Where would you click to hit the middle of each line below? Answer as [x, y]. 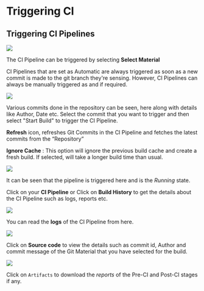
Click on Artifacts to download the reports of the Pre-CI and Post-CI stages [102, 275]
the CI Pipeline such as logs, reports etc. [57, 198]
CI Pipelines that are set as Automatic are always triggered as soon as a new [102, 72]
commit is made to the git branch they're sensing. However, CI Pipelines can [102, 78]
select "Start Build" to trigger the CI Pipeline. [62, 121]
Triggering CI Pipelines [51, 34]
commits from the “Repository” [45, 139]
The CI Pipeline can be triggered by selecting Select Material [83, 60]
